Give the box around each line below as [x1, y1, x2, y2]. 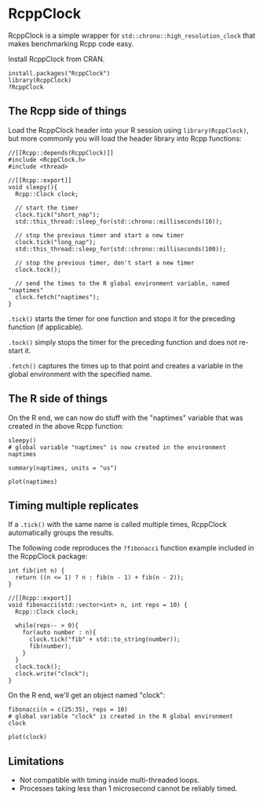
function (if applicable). [8, 322, 84, 331]
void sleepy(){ [8, 183, 58, 191]
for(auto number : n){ [22, 629, 97, 637]
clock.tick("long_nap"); [15, 238, 97, 246]
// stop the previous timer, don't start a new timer [15, 258, 195, 267]
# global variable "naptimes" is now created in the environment [8, 443, 226, 452]
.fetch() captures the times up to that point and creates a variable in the [8, 360, 243, 370]
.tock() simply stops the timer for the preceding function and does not [8, 337, 238, 346]
